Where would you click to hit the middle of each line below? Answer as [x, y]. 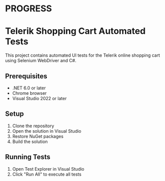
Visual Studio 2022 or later [39, 98]
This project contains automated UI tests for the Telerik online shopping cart [83, 55]
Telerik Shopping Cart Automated [75, 31]
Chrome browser [29, 93]
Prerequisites [26, 76]
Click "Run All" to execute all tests [47, 174]
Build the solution [30, 142]
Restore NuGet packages [38, 136]
